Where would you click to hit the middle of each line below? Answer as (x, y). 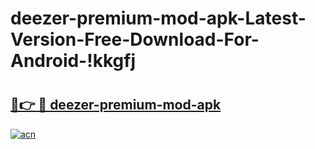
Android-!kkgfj (73, 61)
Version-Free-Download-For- (135, 39)
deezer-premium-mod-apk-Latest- (158, 18)
